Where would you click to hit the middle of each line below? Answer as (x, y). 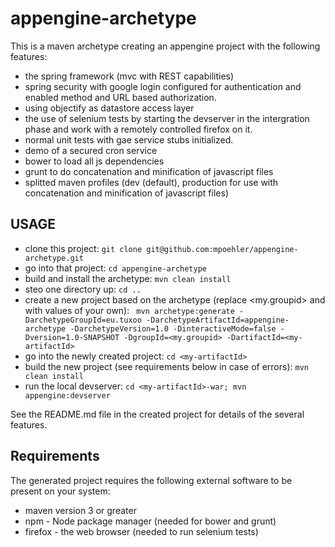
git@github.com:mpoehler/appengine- (222, 249)
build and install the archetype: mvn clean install (128, 278)
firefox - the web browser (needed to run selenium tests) (141, 531)
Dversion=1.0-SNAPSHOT (72, 337)
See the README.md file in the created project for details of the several (157, 414)
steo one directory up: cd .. (83, 289)
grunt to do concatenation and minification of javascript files (149, 171)
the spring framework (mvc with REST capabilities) (129, 76)
